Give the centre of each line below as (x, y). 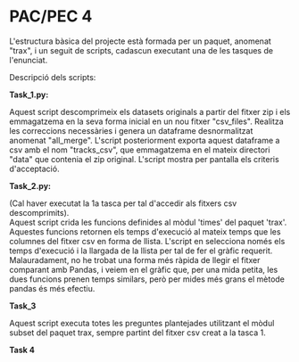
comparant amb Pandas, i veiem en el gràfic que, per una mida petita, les (144, 269)
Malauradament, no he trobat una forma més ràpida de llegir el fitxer (135, 259)
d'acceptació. (34, 169)
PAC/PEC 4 (51, 16)
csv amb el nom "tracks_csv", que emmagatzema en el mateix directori (140, 150)
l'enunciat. (29, 60)
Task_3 (23, 306)
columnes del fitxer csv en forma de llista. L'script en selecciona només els (147, 241)
